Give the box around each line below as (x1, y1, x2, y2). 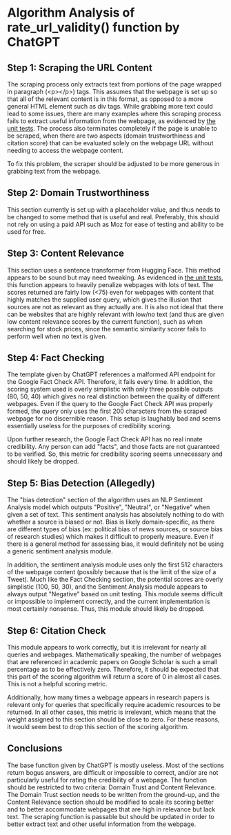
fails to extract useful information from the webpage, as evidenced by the (7, 117, 216, 125)
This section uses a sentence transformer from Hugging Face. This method (7, 266, 221, 274)
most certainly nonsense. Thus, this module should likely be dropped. (7, 605, 205, 613)
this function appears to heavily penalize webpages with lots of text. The (7, 280, 214, 288)
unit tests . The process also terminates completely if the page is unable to (7, 125, 217, 132)
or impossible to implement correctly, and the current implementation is (7, 597, 210, 606)
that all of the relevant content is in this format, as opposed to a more (7, 95, 203, 103)
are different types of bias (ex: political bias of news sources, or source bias (7, 525, 223, 533)
